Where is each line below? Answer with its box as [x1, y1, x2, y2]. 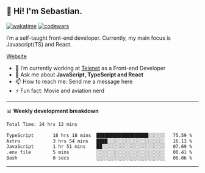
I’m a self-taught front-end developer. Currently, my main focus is [6, 34, 171, 42]
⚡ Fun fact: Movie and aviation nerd [15, 87, 105, 94]
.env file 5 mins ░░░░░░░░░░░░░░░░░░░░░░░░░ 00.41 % [6, 149, 192, 156]
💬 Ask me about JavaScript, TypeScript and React [15, 71, 143, 78]
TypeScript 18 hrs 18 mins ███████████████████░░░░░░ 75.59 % [6, 132, 192, 138]
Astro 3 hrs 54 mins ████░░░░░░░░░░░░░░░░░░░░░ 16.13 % [6, 138, 192, 144]
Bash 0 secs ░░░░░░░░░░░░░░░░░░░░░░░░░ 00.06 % [6, 155, 192, 161]
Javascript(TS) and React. [6, 40, 72, 48]
